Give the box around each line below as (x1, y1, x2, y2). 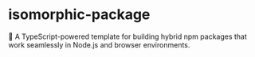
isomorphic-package (8, 6, 151, 24)
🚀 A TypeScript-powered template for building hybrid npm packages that (8, 32, 247, 41)
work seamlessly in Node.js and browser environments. (8, 40, 190, 49)
